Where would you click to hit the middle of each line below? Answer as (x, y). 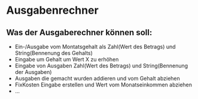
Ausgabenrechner (52, 10)
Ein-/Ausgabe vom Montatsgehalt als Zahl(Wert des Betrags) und (95, 47)
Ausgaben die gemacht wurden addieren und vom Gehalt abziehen (98, 78)
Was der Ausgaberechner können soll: (79, 33)
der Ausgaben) (33, 72)
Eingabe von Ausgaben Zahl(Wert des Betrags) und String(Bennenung (101, 66)
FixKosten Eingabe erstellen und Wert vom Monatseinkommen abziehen (103, 85)
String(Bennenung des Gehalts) (54, 53)
